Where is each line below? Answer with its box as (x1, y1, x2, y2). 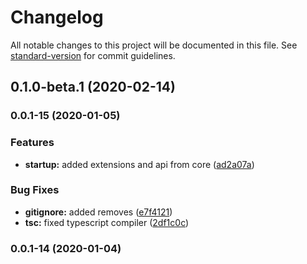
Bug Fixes (10, 183, 60, 197)
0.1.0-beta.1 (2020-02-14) (10, 79, 176, 96)
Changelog (10, 6, 104, 29)
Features (10, 136, 55, 150)
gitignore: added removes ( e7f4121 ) (24, 206, 173, 218)
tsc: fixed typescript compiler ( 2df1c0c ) (24, 216, 190, 228)
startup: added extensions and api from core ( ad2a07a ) (24, 158, 255, 170)
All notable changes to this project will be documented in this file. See (10, 39, 298, 51)
